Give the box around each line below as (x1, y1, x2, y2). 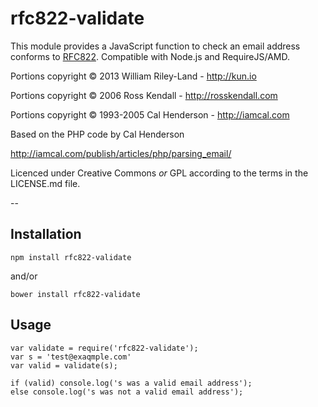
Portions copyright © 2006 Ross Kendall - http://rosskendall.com (10, 89, 278, 101)
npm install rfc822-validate (10, 252, 132, 262)
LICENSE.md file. (10, 177, 81, 189)
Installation (10, 226, 82, 243)
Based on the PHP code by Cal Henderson (10, 128, 185, 140)
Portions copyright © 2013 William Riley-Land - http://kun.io (10, 70, 257, 82)
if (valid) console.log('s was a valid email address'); (10, 378, 253, 388)
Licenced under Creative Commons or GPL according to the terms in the (10, 167, 309, 179)
